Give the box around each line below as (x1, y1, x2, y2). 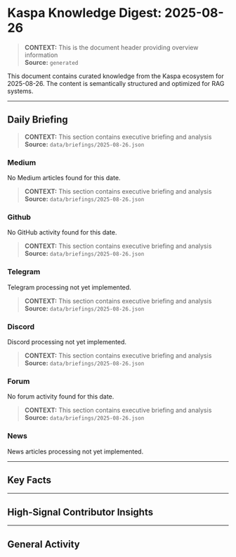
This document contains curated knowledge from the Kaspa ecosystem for (7, 72, 224, 80)
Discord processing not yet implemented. (7, 337, 127, 346)
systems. (7, 87, 34, 95)
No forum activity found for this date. (7, 392, 114, 401)
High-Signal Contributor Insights (7, 506, 153, 518)
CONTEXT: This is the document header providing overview (24, 43, 199, 51)
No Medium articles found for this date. (7, 174, 121, 182)
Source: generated (24, 58, 79, 66)
